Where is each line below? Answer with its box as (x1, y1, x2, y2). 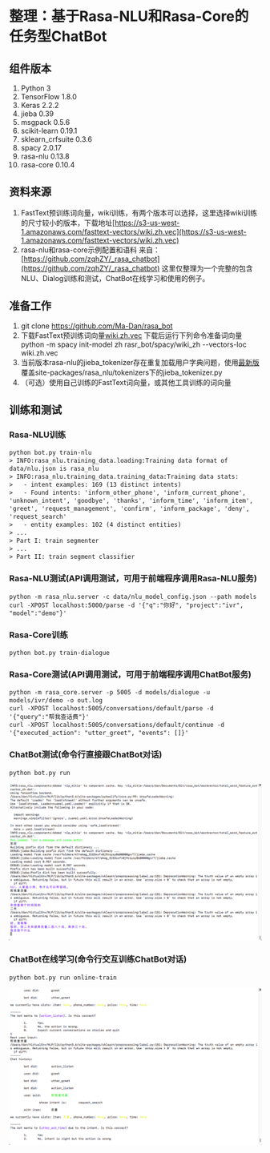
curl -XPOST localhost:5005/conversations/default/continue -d (9, 721, 225, 729)
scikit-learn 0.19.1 (20, 126, 78, 135)
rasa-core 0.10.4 (20, 160, 75, 169)
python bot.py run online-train (9, 974, 117, 982)
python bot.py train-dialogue (9, 649, 111, 657)
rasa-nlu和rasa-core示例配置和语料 (20, 245, 137, 255)
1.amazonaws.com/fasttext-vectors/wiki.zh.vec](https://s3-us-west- (20, 227, 247, 236)
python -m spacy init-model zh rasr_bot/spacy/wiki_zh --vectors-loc (20, 339, 247, 349)
